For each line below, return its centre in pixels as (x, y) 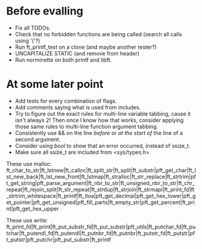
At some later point (55, 84)
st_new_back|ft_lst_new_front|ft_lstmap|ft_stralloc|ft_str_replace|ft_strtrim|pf (101, 177)
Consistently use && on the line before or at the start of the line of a (99, 133)
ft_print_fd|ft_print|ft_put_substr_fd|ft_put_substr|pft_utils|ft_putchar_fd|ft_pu (101, 227)
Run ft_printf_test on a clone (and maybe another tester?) (86, 47)
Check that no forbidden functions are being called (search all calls (98, 34)
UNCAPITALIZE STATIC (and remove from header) (77, 53)
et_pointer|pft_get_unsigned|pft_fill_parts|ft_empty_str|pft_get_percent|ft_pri (100, 202)
